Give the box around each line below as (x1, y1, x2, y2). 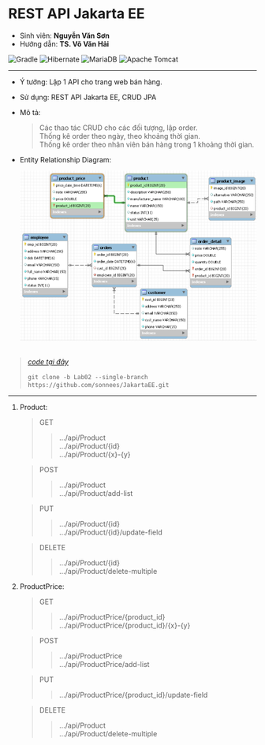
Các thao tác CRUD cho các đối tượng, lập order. (39, 123, 198, 132)
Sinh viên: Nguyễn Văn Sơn (19, 31, 110, 40)
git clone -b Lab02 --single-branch (27, 374, 148, 382)
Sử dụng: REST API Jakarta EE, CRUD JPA (19, 92, 157, 102)
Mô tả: (19, 107, 41, 117)
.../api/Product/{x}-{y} (58, 450, 132, 460)
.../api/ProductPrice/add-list (58, 660, 150, 669)
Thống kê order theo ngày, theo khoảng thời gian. (39, 131, 201, 140)
